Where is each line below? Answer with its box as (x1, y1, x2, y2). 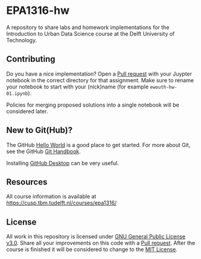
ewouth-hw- (150, 84, 177, 90)
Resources (6, 177, 48, 187)
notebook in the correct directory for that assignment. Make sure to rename (6, 76, 194, 84)
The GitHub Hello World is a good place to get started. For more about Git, (6, 141, 191, 148)
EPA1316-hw (6, 4, 70, 18)
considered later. (6, 107, 48, 115)
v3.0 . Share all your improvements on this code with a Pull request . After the (6, 240, 196, 247)
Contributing (6, 54, 56, 64)
